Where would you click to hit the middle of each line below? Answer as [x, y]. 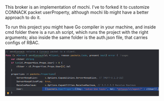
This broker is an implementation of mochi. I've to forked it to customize [77, 7]
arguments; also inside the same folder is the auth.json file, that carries [76, 37]
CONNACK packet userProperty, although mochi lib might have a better [77, 12]
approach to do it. [23, 17]
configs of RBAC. [22, 43]
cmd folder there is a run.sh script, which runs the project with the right [77, 32]
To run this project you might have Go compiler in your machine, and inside [81, 27]
